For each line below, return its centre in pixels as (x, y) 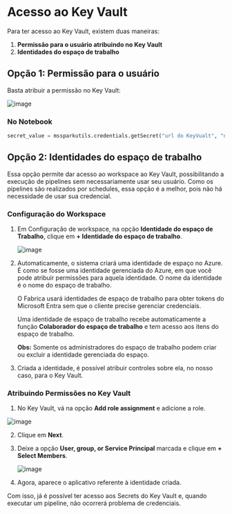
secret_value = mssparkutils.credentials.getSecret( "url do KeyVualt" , (112, 136)
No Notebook (30, 122)
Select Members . (42, 456)
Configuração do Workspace (57, 213)
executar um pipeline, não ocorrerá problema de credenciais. (94, 503)
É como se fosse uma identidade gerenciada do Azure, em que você (114, 271)
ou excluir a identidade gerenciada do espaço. (83, 355)
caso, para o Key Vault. (50, 375)
